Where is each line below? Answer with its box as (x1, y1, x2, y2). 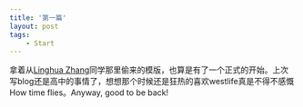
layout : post (9, 22, 59, 31)
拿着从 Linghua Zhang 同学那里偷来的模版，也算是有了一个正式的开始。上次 (9, 64, 289, 75)
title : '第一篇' (9, 13, 67, 23)
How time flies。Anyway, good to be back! (9, 87, 169, 98)
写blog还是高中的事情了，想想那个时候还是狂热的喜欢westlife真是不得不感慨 (9, 76, 294, 87)
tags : (9, 30, 30, 39)
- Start (25, 38, 55, 48)
